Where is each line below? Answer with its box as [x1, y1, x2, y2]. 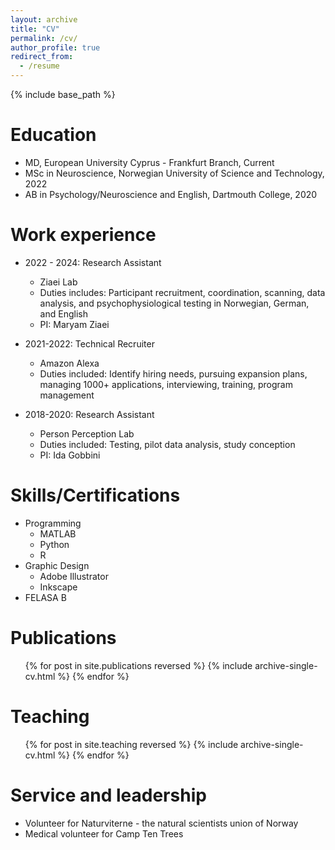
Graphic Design [24, 559, 90, 571]
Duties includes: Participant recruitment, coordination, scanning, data [39, 286, 326, 298]
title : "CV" [10, 24, 60, 34]
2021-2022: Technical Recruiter [24, 337, 155, 350]
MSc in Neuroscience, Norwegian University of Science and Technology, [24, 167, 325, 179]
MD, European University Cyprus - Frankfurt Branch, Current [24, 156, 275, 168]
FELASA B [24, 591, 67, 603]
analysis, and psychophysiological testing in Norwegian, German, [39, 297, 310, 309]
